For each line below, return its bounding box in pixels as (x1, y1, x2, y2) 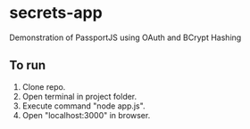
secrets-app (9, 3, 103, 23)
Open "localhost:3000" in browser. (21, 109, 151, 120)
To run (9, 58, 46, 73)
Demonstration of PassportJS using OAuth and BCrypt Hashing (9, 32, 242, 43)
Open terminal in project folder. (21, 91, 137, 101)
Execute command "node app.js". (21, 101, 146, 111)
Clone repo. (21, 81, 66, 92)
